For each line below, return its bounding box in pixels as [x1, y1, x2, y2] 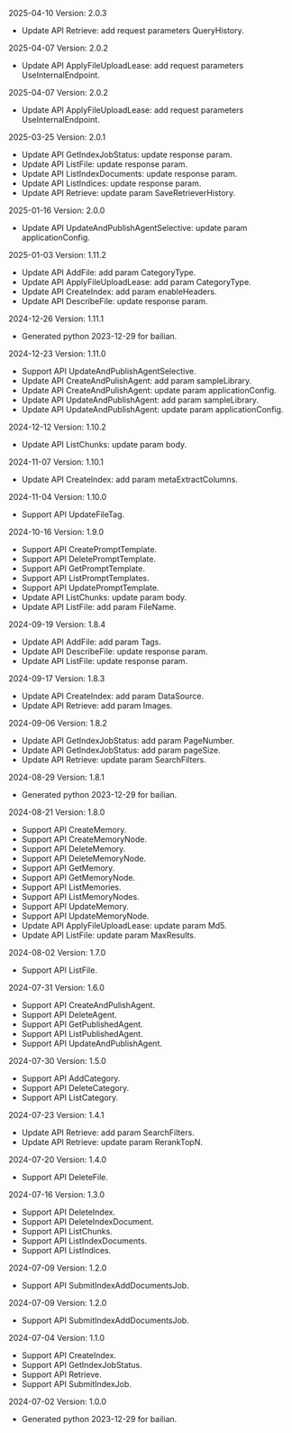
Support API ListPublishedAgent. [21, 1029, 143, 1039]
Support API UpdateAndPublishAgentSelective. [21, 365, 196, 376]
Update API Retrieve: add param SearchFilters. [21, 1127, 195, 1138]
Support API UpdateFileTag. [21, 509, 125, 520]
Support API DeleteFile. [21, 1172, 109, 1182]
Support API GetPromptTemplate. [21, 563, 146, 574]
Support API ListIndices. [21, 1245, 112, 1255]
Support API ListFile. [21, 965, 98, 975]
